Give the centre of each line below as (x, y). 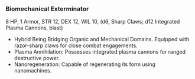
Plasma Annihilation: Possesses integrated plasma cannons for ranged (100, 52)
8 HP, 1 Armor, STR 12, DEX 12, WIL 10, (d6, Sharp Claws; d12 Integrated (93, 22)
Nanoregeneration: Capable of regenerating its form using (85, 64)
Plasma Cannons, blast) (34, 28)
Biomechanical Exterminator (47, 9)
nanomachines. (33, 71)
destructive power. (37, 58)
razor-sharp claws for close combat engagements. (76, 45)
